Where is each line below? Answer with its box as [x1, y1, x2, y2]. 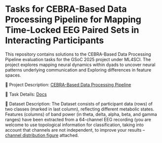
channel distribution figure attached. [5, 132, 79, 138]
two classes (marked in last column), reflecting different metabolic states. [5, 106, 154, 112]
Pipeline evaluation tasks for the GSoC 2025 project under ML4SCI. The [5, 56, 151, 62]
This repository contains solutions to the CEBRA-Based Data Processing [5, 51, 151, 57]
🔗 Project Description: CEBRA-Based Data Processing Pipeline [5, 81, 131, 87]
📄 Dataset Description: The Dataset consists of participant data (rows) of [5, 101, 153, 107]
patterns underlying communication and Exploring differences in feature [5, 67, 152, 72]
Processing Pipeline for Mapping [5, 14, 141, 25]
